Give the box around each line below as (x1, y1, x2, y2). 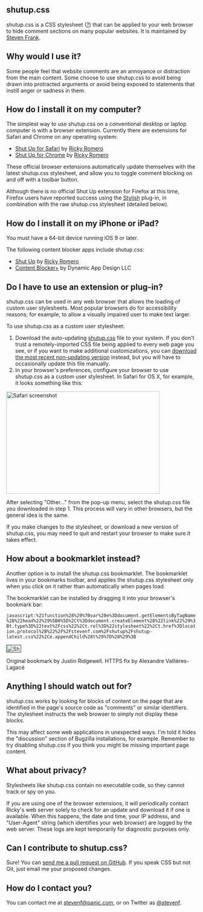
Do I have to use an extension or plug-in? (6, 282, 163, 292)
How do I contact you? (6, 883, 92, 893)
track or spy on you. (6, 788, 56, 795)
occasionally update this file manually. (14, 360, 111, 367)
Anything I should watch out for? (6, 681, 132, 691)
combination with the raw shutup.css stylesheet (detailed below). (6, 201, 169, 208)
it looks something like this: (14, 379, 83, 387)
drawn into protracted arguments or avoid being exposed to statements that (6, 80, 195, 87)
